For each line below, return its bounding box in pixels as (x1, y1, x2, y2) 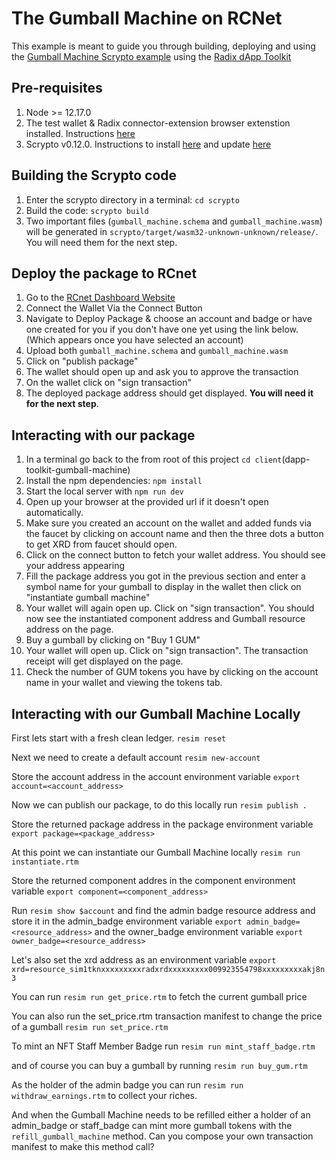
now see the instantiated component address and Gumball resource (25, 613, 306, 625)
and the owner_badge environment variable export (94, 926, 304, 937)
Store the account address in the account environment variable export (11, 771, 301, 782)
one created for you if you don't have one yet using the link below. (25, 323, 299, 336)
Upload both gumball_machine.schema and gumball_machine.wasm (25, 345, 289, 357)
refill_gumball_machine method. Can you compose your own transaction (11, 1130, 314, 1142)
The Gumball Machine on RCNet (11, 7, 283, 30)
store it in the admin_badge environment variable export (11, 915, 243, 927)
